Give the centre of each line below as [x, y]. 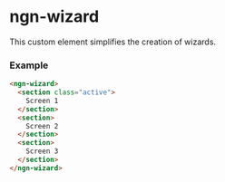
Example [29, 65]
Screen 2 [42, 126]
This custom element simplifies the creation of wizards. [112, 42]
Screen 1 [42, 101]
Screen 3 [42, 151]
